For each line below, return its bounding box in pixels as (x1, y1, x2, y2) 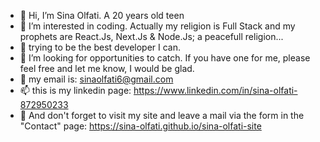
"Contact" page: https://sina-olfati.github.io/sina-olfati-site (19, 120, 262, 132)
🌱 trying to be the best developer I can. (19, 41, 182, 53)
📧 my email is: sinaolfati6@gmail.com (19, 73, 174, 85)
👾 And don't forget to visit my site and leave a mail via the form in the (19, 110, 305, 121)
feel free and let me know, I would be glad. (19, 63, 195, 74)
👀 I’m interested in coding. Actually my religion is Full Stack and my (19, 20, 296, 32)
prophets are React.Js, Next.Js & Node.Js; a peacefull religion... (19, 31, 284, 42)
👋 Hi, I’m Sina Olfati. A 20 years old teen (19, 10, 185, 21)
